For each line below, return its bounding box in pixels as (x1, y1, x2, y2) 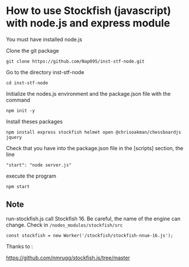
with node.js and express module (6, 16, 170, 30)
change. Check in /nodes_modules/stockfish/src (6, 221, 123, 228)
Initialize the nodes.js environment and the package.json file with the (6, 90, 171, 97)
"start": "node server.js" (6, 162, 72, 168)
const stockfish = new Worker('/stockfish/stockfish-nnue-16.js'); (6, 233, 174, 238)
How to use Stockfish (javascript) (6, 4, 171, 18)
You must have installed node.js (6, 36, 83, 43)
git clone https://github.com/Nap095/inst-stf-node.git (6, 58, 145, 64)
